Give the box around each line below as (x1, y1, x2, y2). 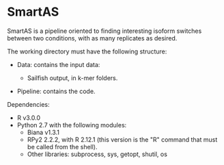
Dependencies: (7, 100, 50, 108)
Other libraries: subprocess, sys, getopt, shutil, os (27, 150, 167, 158)
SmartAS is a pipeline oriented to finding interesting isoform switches (7, 27, 202, 35)
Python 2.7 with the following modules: (16, 120, 127, 129)
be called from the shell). (27, 142, 98, 151)
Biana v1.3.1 (27, 128, 60, 136)
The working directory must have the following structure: (7, 47, 167, 55)
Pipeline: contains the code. (16, 87, 96, 95)
